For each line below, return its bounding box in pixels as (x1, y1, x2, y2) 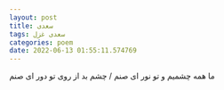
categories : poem (9, 37, 74, 47)
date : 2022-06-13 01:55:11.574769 (9, 46, 138, 55)
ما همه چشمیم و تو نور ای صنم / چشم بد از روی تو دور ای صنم (9, 70, 215, 81)
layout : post (9, 12, 58, 22)
